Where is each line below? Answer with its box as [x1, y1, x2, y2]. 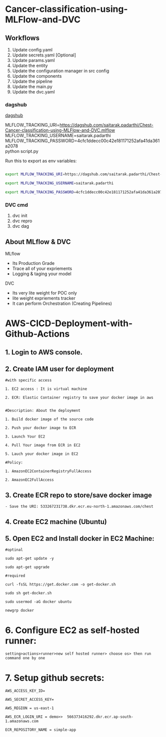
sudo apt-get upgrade [5, 565, 50, 570]
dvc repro [12, 218, 33, 224]
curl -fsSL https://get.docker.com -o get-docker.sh [5, 582, 116, 587]
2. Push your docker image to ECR [5, 426, 77, 431]
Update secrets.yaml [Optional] [12, 52, 77, 58]
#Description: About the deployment [5, 408, 81, 413]
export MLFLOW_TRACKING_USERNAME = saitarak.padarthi [5, 181, 114, 186]
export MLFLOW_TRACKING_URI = [5, 172, 65, 177]
